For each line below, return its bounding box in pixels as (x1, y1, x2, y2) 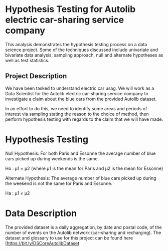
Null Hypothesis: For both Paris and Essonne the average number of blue (5, 150, 156, 156)
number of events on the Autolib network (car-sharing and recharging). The (5, 229, 161, 235)
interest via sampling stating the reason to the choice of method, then (5, 111, 149, 117)
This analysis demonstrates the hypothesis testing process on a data (5, 41, 147, 47)
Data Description (5, 207, 77, 219)
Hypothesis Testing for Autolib (5, 4, 136, 15)
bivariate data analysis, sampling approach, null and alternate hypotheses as (5, 52, 163, 58)
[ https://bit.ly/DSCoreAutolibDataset (5, 240, 79, 246)
